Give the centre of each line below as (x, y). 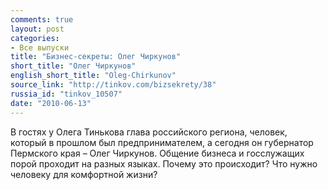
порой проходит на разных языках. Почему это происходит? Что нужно (164, 163)
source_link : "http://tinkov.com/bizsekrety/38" (113, 85)
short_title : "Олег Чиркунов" (73, 66)
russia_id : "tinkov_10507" (66, 94)
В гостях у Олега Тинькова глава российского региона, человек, (149, 132)
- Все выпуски (40, 47)
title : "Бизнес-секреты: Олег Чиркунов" (96, 57)
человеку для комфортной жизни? (84, 174)
